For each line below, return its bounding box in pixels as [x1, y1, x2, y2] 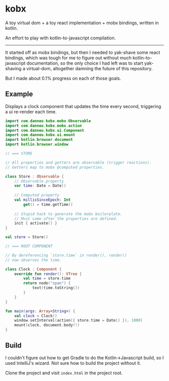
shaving [5, 65, 22, 71]
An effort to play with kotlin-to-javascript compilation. [5, 35, 116, 41]
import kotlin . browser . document [5, 137, 73, 142]
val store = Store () [5, 235, 49, 240]
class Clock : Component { [5, 266, 62, 271]
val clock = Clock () [14, 313, 57, 318]
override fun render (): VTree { [14, 271, 82, 277]
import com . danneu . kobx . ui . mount [5, 132, 75, 138]
